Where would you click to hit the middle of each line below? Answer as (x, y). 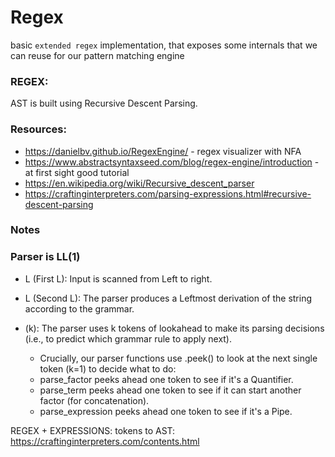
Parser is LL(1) (45, 257)
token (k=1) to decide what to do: (108, 368)
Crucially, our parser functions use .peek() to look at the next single (178, 358)
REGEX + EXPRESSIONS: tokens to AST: (93, 430)
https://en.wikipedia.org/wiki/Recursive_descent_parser (139, 183)
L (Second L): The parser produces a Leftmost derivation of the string (168, 298)
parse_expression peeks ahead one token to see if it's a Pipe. (166, 411)
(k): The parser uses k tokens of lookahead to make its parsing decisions (174, 328)
